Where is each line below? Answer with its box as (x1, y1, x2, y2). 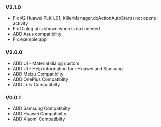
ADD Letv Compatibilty (12, 81, 60, 87)
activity (12, 20, 28, 26)
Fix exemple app (12, 36, 47, 42)
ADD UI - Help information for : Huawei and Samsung (12, 65, 123, 71)
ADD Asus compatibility (12, 31, 62, 37)
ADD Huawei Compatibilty (12, 110, 67, 116)
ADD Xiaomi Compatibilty (12, 116, 65, 122)
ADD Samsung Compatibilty (12, 105, 70, 111)
